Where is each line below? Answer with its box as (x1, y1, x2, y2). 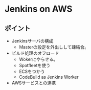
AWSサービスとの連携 (11, 80, 56, 86)
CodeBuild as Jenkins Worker (19, 74, 79, 80)
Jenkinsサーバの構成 (11, 38, 53, 44)
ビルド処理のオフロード (11, 50, 59, 56)
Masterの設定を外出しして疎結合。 (19, 44, 89, 50)
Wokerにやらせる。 (19, 56, 58, 62)
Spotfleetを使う (19, 63, 51, 68)
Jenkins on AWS (4, 3, 73, 15)
